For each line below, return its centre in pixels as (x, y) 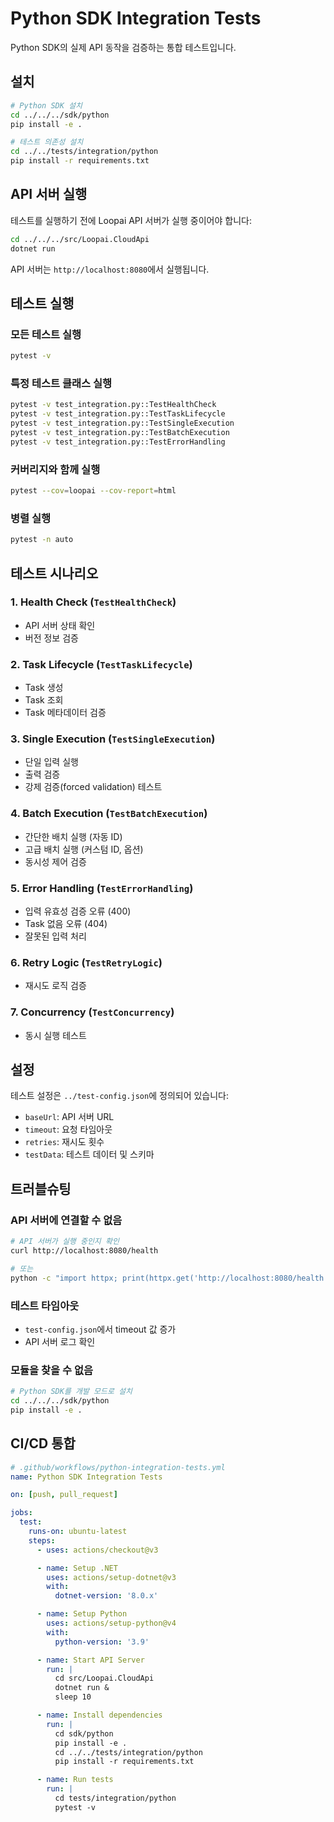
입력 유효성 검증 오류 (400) (78, 911)
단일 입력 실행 (51, 762)
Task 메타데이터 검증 (65, 713)
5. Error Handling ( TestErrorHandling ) (102, 888)
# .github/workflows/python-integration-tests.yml (118, 1467)
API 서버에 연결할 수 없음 (66, 1220)
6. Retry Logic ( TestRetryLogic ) (86, 962)
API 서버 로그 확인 (60, 1341)
